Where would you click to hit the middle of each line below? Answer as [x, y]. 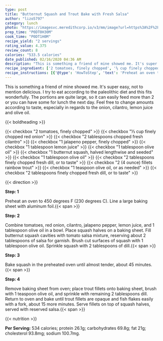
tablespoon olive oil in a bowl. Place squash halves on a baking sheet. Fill [78, 230]
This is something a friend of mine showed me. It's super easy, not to [74, 87]
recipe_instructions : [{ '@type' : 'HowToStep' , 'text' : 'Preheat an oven [80, 73]
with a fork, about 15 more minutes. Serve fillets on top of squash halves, [78, 304]
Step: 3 [13, 255]
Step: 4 [13, 279]
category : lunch [21, 23]
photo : [12, 28]
